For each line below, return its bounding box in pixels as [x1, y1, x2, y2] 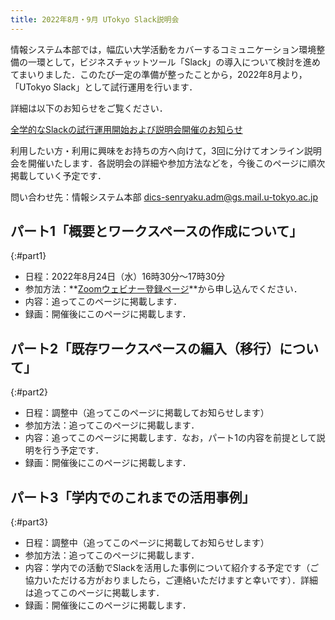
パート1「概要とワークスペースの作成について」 [10, 223, 303, 240]
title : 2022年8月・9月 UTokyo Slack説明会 [10, 14, 180, 25]
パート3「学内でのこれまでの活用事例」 [10, 489, 256, 506]
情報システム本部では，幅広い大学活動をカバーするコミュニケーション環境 [10, 43, 317, 55]
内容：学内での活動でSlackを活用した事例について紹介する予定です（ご [24, 562, 320, 574]
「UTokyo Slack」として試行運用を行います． [10, 81, 198, 93]
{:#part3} [10, 516, 49, 528]
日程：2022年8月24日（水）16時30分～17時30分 [24, 271, 226, 283]
